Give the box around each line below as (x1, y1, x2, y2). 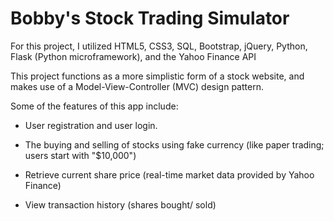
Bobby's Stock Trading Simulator (10, 7, 290, 30)
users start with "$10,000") (24, 149, 137, 161)
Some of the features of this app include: (10, 100, 179, 112)
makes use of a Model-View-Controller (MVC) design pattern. (10, 80, 264, 92)
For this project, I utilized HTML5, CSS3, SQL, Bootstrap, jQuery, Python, (10, 40, 308, 52)
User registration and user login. (24, 119, 158, 131)
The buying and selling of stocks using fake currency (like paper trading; (24, 138, 325, 151)
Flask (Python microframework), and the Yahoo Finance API (10, 50, 257, 62)
